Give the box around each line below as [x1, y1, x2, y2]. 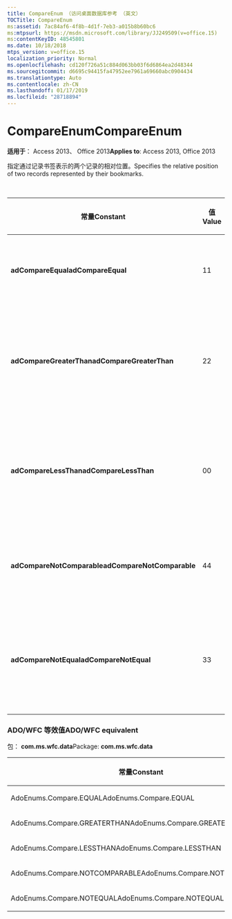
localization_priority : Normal [7, 55, 97, 62]
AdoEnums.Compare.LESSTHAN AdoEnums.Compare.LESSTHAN [10, 844, 222, 853]
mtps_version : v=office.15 [7, 49, 85, 56]
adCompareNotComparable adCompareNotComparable [10, 560, 196, 570]
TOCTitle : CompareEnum [7, 17, 72, 23]
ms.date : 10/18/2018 [7, 42, 67, 49]
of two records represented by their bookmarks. [7, 169, 144, 178]
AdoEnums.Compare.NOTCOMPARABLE [10, 869, 142, 878]
